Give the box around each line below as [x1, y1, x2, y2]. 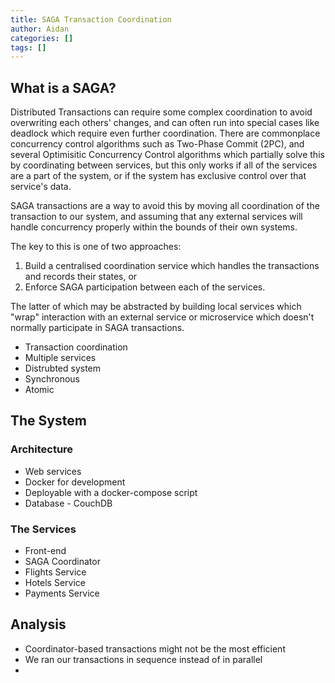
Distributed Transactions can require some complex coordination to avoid [10, 106, 313, 118]
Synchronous [24, 373, 80, 385]
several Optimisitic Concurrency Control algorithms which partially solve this [10, 149, 325, 161]
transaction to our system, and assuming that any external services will [10, 211, 303, 223]
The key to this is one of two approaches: [10, 241, 182, 253]
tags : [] [10, 42, 47, 53]
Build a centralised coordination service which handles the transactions [24, 260, 320, 272]
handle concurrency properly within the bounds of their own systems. [10, 221, 298, 233]
